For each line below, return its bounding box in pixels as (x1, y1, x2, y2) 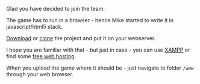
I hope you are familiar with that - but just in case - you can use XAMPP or (6, 46, 190, 53)
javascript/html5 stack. (6, 23, 63, 30)
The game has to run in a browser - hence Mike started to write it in (6, 17, 173, 23)
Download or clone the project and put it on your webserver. (6, 35, 156, 41)
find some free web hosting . (6, 53, 77, 59)
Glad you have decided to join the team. (6, 5, 105, 12)
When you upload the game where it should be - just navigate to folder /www (6, 64, 194, 71)
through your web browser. (6, 71, 73, 77)
